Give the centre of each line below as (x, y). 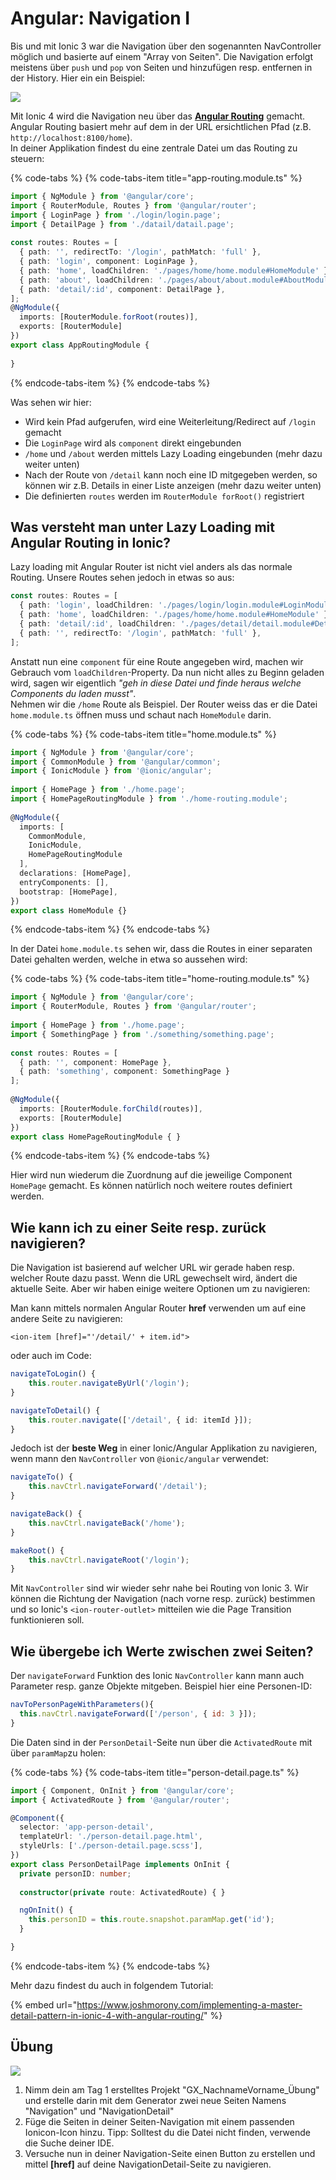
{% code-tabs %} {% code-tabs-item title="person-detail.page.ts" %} (155, 1772)
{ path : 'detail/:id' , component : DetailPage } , (122, 289)
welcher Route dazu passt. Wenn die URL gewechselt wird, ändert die (154, 1278)
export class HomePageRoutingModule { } (96, 1137)
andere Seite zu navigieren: (66, 1319)
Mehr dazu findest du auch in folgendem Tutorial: (112, 1985)
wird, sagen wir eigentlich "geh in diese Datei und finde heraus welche (156, 683)
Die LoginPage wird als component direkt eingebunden (133, 443)
